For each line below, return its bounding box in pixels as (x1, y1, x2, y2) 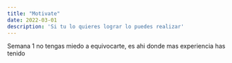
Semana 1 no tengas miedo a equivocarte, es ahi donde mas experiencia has (7, 42, 226, 51)
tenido (7, 49, 26, 57)
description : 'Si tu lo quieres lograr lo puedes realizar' (7, 23, 185, 30)
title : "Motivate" (7, 10, 60, 17)
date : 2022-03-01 (7, 17, 57, 24)
